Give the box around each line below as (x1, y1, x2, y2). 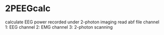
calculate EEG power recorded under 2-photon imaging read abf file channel (5, 19, 160, 25)
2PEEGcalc (5, 3, 50, 14)
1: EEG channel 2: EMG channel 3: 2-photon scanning (5, 24, 113, 30)
